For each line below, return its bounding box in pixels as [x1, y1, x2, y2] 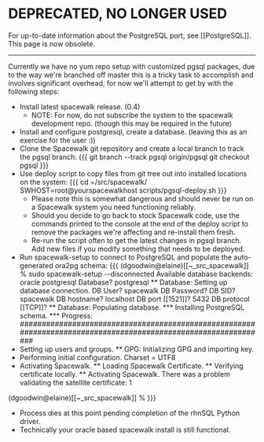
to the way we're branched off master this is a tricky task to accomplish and [8, 70, 254, 79]
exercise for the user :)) [19, 135, 96, 145]
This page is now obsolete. [8, 39, 96, 48]
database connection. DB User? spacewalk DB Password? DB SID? [19, 285, 236, 295]
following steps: [8, 87, 60, 96]
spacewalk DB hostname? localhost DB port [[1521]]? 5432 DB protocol [19, 294, 250, 304]
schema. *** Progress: [19, 311, 93, 320]
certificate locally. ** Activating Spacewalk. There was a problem [19, 369, 230, 378]
